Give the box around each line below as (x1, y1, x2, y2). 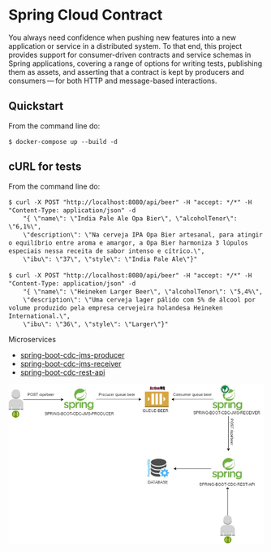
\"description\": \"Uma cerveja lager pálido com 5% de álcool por (23, 295, 256, 304)
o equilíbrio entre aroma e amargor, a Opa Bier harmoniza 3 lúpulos (8, 238, 249, 247)
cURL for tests (8, 160, 82, 174)
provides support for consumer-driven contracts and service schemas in (8, 50, 252, 59)
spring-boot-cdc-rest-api (19, 367, 105, 377)
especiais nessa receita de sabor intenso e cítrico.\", (8, 246, 205, 255)
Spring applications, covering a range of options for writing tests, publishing (8, 59, 263, 68)
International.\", (8, 311, 71, 320)
